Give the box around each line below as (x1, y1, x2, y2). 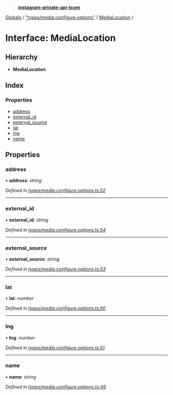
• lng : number (5, 334, 35, 341)
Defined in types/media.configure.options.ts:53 (5, 266, 106, 272)
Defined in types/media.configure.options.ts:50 (5, 305, 106, 311)
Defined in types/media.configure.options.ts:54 (5, 227, 106, 233)
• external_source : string (5, 256, 60, 262)
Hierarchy (5, 52, 38, 61)
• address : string (5, 177, 42, 184)
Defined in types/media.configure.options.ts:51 (5, 344, 105, 351)
